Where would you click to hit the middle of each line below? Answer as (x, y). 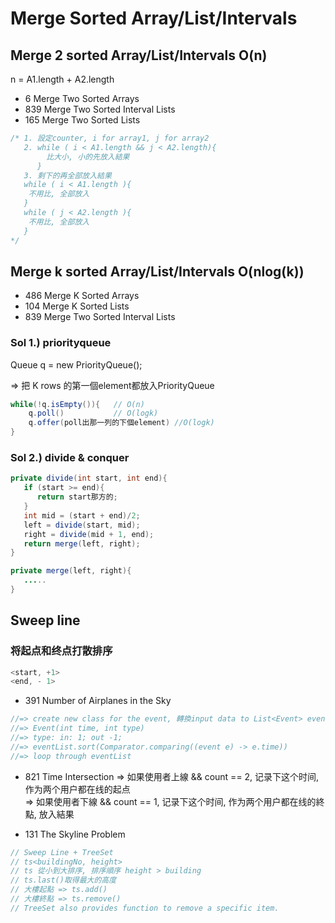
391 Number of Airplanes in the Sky (98, 701)
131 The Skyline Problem (75, 834)
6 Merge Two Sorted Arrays (82, 98)
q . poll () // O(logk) (93, 413)
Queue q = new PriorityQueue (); (76, 364)
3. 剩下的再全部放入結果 (67, 175)
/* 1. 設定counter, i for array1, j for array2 (110, 138)
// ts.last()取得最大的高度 (63, 880)
